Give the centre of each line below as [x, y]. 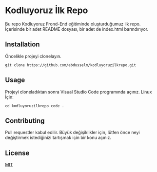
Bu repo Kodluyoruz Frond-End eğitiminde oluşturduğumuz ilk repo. [73, 24]
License [17, 153]
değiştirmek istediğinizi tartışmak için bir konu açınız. [58, 138]
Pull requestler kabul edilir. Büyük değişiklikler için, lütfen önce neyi [72, 133]
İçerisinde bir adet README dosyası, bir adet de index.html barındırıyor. [77, 29]
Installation [22, 45]
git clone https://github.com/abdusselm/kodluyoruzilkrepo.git [71, 65]
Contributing [25, 121]
